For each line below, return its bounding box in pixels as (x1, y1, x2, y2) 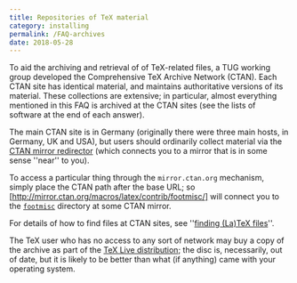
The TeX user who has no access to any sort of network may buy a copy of (9, 235, 285, 246)
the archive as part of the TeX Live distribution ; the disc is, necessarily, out (9, 245, 283, 255)
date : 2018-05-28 (9, 37, 74, 47)
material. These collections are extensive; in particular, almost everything (9, 91, 277, 101)
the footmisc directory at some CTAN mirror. (9, 201, 172, 212)
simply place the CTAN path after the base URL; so (9, 182, 196, 192)
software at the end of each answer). (9, 109, 145, 120)
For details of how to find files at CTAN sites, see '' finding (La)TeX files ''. (9, 218, 275, 229)
